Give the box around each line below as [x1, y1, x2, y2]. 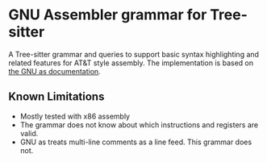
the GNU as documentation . [8, 66, 101, 76]
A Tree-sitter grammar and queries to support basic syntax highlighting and [8, 49, 260, 59]
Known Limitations [8, 90, 105, 104]
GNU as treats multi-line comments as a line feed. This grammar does [19, 137, 252, 147]
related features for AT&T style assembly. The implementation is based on [8, 58, 254, 68]
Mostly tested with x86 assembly [19, 111, 131, 121]
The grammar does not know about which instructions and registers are [19, 119, 259, 130]
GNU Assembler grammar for [8, 6, 207, 24]
